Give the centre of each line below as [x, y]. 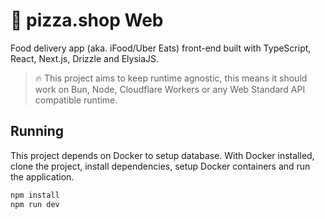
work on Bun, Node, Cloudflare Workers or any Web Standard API [170, 89]
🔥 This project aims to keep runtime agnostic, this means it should [171, 78]
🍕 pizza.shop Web [87, 20]
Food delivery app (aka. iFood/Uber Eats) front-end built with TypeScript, [161, 48]
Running [37, 131]
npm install [35, 195]
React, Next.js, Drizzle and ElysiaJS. [85, 58]
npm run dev [35, 204]
